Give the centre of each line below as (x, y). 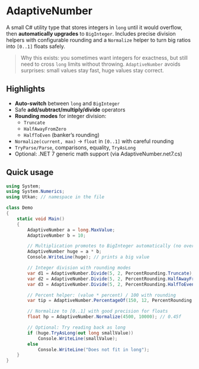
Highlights (26, 89)
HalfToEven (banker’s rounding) (61, 135)
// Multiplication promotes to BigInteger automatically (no (105, 246)
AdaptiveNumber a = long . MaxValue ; (71, 230)
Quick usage (30, 172)
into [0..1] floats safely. (36, 46)
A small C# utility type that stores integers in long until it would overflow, (94, 27)
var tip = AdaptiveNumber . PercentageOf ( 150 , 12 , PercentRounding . (111, 301)
